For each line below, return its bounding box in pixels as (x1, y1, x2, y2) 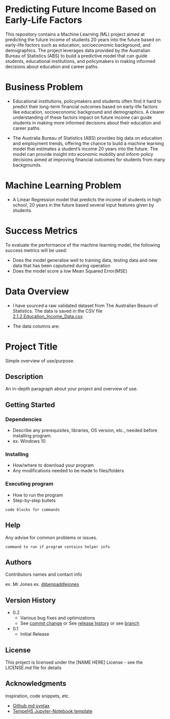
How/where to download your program (12, 462, 94, 468)
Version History (5, 596, 56, 605)
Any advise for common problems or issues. (5, 534, 98, 540)
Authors (5, 558, 32, 567)
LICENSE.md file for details (5, 664, 62, 671)
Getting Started (5, 400, 55, 409)
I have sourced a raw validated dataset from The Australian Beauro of (12, 302, 158, 308)
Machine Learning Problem (5, 180, 122, 191)
